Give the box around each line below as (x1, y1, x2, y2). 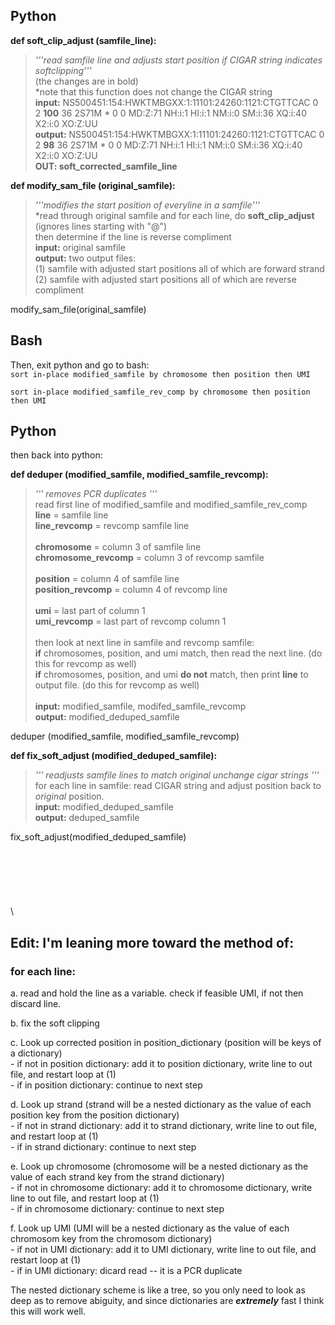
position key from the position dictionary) (10, 1109, 180, 1121)
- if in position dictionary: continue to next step (10, 1079, 203, 1091)
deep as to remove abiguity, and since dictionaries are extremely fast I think (10, 1295, 325, 1307)
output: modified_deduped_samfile (34, 711, 180, 723)
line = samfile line (34, 509, 109, 521)
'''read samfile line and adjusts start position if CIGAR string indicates (34, 54, 323, 66)
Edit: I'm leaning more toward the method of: (10, 934, 295, 951)
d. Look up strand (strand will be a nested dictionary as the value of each (10, 1099, 312, 1111)
